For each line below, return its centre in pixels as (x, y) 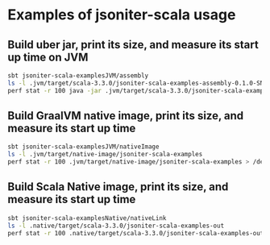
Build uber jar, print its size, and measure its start (133, 45)
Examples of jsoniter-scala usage (122, 15)
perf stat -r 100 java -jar (55, 90)
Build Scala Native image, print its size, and (118, 187)
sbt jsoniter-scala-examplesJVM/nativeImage (83, 147)
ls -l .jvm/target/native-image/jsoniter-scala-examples (105, 155)
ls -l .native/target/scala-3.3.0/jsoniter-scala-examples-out (116, 226)
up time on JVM (48, 57)
